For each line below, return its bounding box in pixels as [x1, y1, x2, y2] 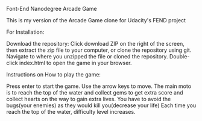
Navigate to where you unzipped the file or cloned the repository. [6, 53, 168, 60]
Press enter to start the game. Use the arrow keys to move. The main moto [6, 82, 192, 90]
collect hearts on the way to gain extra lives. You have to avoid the [6, 96, 171, 102]
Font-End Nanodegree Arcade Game [6, 5, 98, 12]
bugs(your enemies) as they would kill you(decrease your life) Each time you [6, 102, 197, 109]
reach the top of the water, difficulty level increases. [6, 108, 136, 115]
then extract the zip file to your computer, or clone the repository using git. [6, 46, 192, 54]
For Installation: [6, 28, 45, 36]
